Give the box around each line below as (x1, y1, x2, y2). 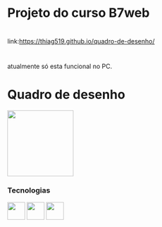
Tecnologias (7, 186, 51, 195)
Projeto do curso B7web (7, 5, 150, 21)
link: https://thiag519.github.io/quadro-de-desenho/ (7, 37, 155, 46)
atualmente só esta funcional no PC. (7, 62, 113, 70)
